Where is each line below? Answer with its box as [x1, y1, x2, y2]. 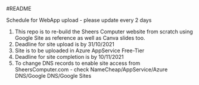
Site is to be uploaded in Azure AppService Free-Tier [14, 47, 145, 54]
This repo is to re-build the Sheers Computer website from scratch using [14, 28, 194, 35]
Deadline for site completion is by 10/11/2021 [14, 53, 124, 60]
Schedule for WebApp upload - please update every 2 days [6, 17, 152, 23]
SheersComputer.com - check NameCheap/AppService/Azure [14, 66, 168, 73]
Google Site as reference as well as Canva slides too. [14, 34, 145, 41]
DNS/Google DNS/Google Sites [14, 73, 92, 79]
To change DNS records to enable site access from [14, 59, 141, 67]
